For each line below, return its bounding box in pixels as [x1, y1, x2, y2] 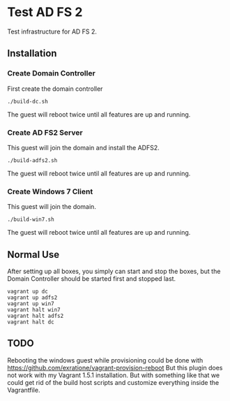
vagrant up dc [7, 288, 49, 296]
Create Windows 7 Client [7, 187, 93, 196]
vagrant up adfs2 [7, 294, 58, 301]
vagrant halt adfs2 [7, 312, 64, 320]
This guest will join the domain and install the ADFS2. [7, 143, 160, 152]
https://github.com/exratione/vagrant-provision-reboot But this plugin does [7, 363, 223, 372]
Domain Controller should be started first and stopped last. [7, 275, 176, 283]
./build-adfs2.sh [7, 156, 58, 164]
